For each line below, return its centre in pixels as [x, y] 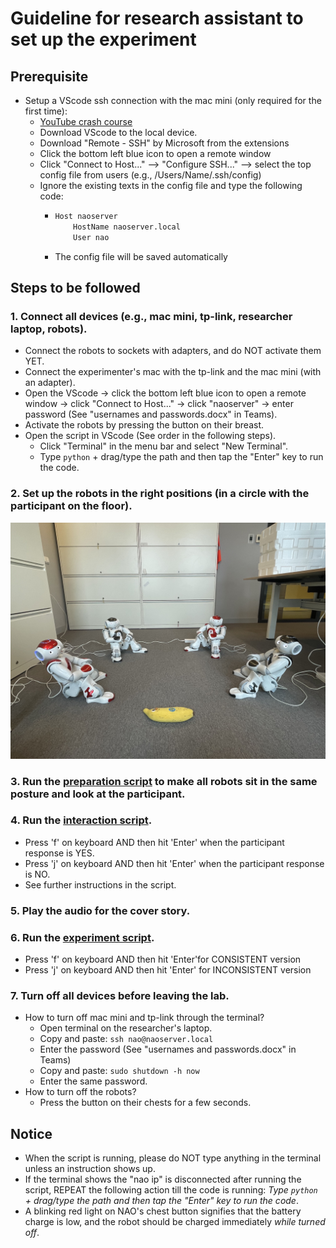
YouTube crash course [86, 121]
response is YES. [59, 853]
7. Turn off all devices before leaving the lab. [120, 995]
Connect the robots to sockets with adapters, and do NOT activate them [173, 351]
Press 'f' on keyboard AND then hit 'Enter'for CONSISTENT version [163, 959]
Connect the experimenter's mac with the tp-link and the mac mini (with [173, 372]
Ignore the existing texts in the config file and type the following [171, 185]
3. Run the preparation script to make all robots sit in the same [164, 781]
